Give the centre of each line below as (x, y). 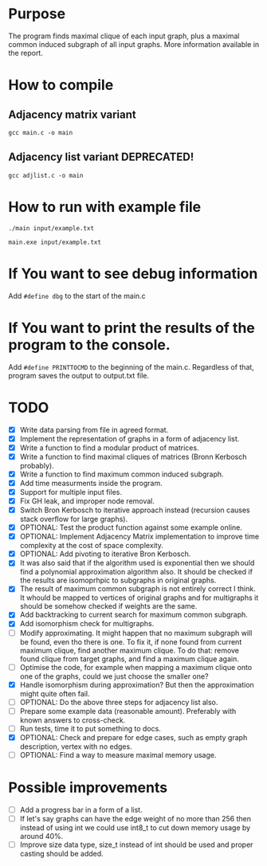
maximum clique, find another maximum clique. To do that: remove (130, 650)
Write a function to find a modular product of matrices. (109, 448)
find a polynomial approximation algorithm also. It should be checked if (136, 572)
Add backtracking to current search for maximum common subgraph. (134, 615)
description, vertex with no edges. (76, 746)
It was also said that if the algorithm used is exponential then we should (137, 563)
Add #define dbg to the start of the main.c (77, 296)
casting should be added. (61, 854)
